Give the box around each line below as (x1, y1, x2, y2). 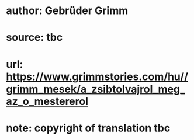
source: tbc (6, 31, 63, 44)
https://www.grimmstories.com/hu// (6, 70, 189, 83)
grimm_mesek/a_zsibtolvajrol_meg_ (6, 82, 185, 96)
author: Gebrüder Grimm (6, 4, 129, 17)
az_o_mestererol (6, 94, 89, 108)
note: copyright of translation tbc (6, 121, 171, 135)
